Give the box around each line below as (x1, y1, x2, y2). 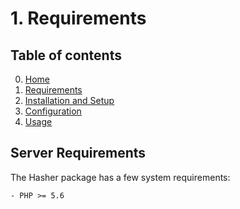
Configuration (24, 105, 82, 117)
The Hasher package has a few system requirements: (10, 171, 231, 183)
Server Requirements (10, 145, 147, 162)
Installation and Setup (24, 95, 115, 106)
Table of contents (10, 47, 122, 64)
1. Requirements (10, 7, 147, 30)
